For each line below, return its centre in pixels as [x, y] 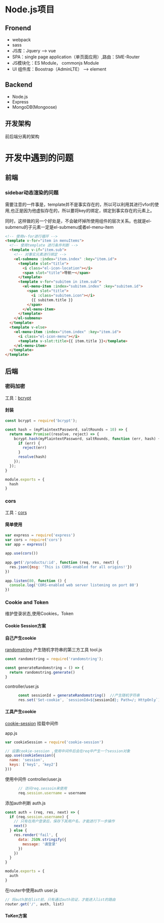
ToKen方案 [16, 916]
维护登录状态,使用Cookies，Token [39, 614]
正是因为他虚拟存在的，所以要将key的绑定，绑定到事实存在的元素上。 [85, 210]
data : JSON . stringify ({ [42, 839]
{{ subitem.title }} [52, 300]
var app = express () [26, 544]
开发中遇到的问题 [40, 158]
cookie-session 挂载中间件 [32, 723]
